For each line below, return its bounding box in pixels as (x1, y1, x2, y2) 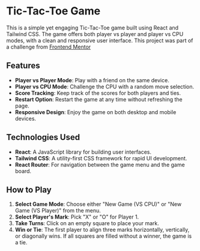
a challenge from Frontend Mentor (6, 43, 91, 50)
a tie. (14, 239, 28, 246)
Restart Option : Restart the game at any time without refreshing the (14, 95, 183, 103)
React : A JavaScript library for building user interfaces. (14, 148, 152, 156)
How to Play (6, 184, 52, 195)
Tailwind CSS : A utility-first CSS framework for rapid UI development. (14, 154, 187, 162)
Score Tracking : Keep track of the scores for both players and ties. (14, 89, 181, 97)
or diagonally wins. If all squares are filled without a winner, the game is (14, 232, 192, 240)
